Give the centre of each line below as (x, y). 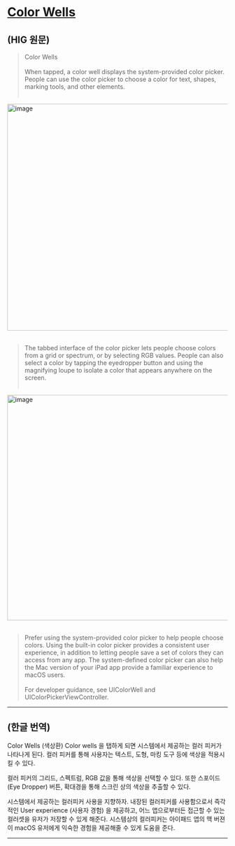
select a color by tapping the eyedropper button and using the (114, 363)
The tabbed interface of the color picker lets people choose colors (120, 348)
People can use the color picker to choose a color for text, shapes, (120, 79)
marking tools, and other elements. (74, 87)
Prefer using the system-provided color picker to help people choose (124, 638)
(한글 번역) (29, 727)
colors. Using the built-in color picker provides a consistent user (117, 645)
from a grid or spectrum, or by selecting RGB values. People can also (124, 355)
